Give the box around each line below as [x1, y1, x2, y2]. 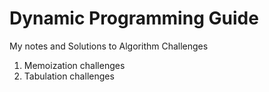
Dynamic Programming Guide [9, 7, 259, 30]
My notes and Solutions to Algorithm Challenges [9, 40, 209, 52]
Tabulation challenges [23, 70, 115, 82]
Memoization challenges [23, 59, 126, 71]
